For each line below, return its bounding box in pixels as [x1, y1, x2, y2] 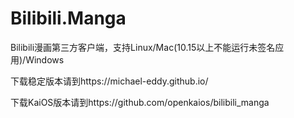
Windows [25, 53, 65, 66]
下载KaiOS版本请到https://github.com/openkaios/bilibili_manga [10, 96, 270, 108]
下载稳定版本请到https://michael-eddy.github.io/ [10, 75, 209, 87]
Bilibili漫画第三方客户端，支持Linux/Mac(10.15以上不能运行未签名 [10, 41, 276, 53]
